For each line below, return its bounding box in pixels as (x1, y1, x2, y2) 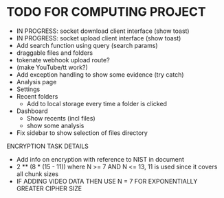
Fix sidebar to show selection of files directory (16, 128, 148, 137)
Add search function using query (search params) (16, 41, 159, 49)
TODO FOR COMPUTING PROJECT (6, 4, 207, 20)
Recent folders (16, 92, 58, 100)
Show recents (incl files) (26, 114, 96, 122)
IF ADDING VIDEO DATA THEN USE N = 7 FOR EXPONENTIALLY (16, 177, 198, 185)
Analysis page (16, 77, 57, 86)
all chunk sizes (16, 169, 59, 178)
